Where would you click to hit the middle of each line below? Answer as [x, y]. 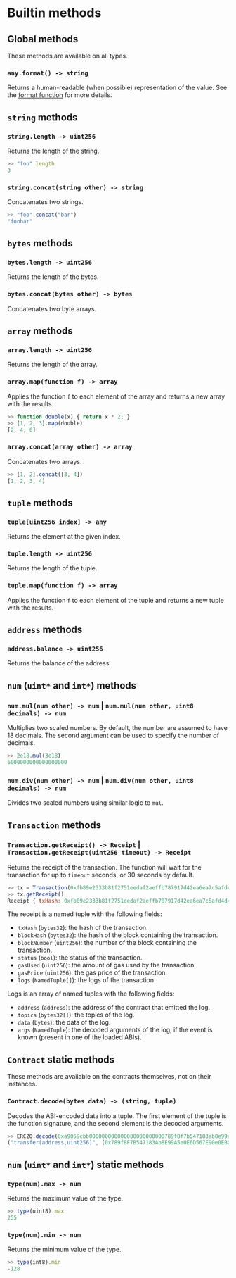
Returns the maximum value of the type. [65, 1198]
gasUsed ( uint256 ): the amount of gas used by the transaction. [107, 965]
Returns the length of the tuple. [52, 568]
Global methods [43, 39]
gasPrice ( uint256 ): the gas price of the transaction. [92, 972]
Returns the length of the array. [53, 365]
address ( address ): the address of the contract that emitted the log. [114, 1008]
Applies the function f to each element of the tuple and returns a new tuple [116, 600]
